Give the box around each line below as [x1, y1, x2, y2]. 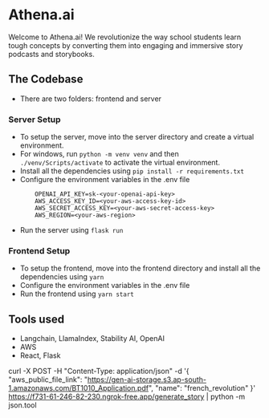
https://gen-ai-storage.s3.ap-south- [87, 375, 207, 384]
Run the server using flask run [19, 225, 124, 235]
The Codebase [8, 72, 84, 86]
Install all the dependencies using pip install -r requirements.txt [19, 166, 245, 176]
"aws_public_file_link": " [8, 375, 88, 384]
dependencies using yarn [19, 272, 104, 282]
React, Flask [19, 351, 61, 360]
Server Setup [8, 114, 62, 125]
